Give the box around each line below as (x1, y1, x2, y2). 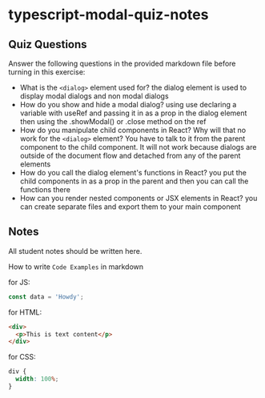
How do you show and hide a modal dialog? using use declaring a (19, 100, 237, 109)
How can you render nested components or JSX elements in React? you (19, 194, 258, 203)
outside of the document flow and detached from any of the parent (19, 151, 241, 160)
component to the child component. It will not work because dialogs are (19, 143, 257, 151)
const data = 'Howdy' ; (8, 292, 84, 301)
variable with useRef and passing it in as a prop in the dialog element (19, 108, 247, 118)
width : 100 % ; (15, 375, 59, 384)
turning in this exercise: (8, 67, 86, 77)
